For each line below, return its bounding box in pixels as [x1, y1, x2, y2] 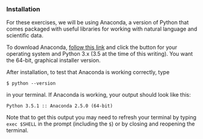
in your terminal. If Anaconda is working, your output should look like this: [6, 91, 191, 99]
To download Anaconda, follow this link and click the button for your [6, 43, 177, 51]
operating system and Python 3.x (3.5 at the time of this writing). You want [6, 50, 193, 58]
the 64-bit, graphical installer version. [6, 57, 101, 64]
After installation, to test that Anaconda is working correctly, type [6, 69, 169, 76]
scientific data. [6, 32, 44, 39]
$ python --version [6, 80, 56, 87]
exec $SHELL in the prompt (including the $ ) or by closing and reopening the [6, 120, 195, 127]
